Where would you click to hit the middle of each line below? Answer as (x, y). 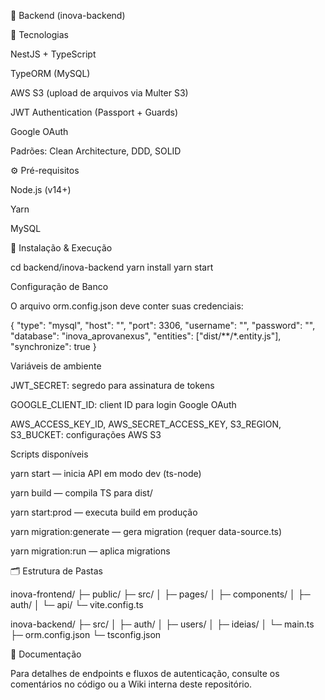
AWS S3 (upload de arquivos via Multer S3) (99, 93)
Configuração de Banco (59, 286)
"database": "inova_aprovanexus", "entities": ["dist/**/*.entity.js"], (146, 336)
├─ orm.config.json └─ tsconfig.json (86, 634)
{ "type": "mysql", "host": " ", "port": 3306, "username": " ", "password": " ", (163, 325)
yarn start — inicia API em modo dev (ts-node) (106, 473)
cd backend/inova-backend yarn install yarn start (112, 267)
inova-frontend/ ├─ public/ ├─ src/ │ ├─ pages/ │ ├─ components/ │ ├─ (160, 594)
